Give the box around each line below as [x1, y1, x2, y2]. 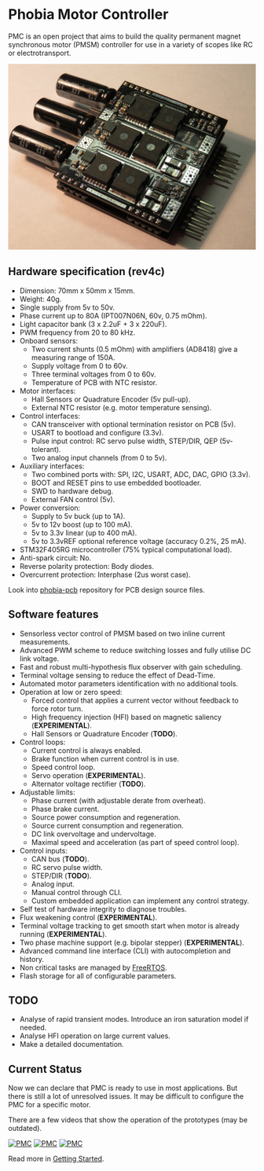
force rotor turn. [31, 703, 84, 713]
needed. [19, 1023, 47, 1033]
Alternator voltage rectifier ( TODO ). [31, 779, 146, 788]
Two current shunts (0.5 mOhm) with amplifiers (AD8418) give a [31, 344, 238, 354]
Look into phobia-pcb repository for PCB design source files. [8, 585, 206, 594]
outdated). [8, 1124, 42, 1133]
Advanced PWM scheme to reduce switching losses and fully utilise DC [19, 645, 251, 655]
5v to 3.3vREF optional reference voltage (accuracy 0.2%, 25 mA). [31, 536, 247, 545]
